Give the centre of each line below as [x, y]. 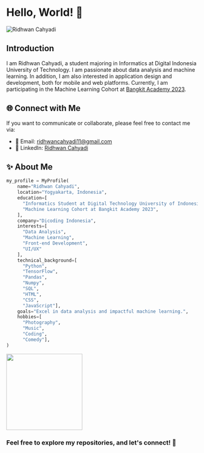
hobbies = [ [30, 317]
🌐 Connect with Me [43, 108]
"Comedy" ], [36, 340]
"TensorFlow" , [40, 272]
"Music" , [33, 329]
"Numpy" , [33, 283]
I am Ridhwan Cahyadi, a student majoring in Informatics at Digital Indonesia [101, 63]
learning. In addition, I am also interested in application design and [89, 76]
